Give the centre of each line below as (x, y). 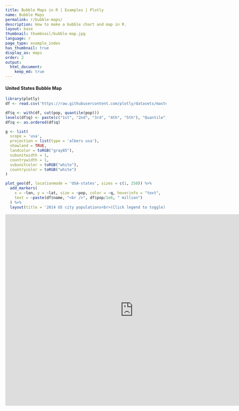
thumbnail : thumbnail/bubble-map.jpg (45, 34)
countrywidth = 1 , (30, 160)
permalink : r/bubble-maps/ (34, 19)
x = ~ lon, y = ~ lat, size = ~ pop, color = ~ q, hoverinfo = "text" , (88, 193)
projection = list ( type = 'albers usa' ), (55, 141)
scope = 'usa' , (26, 136)
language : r (18, 39)
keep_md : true (29, 72)
